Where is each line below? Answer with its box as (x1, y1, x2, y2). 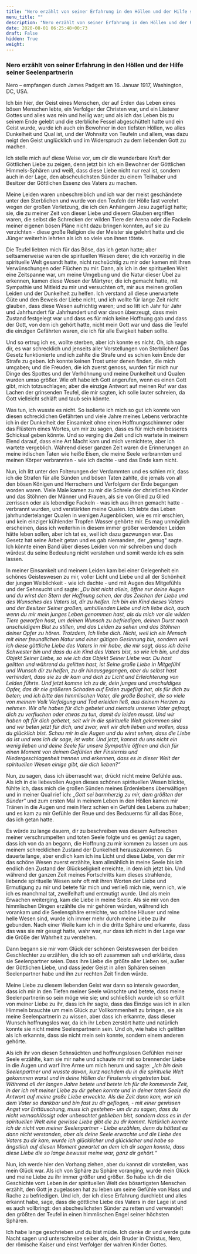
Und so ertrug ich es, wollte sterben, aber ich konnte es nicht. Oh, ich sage (6, 339, 187, 346)
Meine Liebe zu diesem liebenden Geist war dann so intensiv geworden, (6, 981, 180, 989)
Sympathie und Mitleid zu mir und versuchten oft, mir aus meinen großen (6, 284, 183, 291)
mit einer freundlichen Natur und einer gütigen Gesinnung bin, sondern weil (6, 636, 189, 643)
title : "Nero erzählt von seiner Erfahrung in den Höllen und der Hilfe (6, 8, 188, 15)
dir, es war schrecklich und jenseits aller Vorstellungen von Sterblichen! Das (6, 345, 189, 352)
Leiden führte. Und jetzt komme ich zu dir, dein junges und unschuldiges (6, 679, 181, 686)
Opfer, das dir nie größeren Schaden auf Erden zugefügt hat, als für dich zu (6, 686, 189, 693)
